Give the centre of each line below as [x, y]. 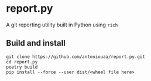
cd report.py [22, 62]
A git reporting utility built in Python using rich [62, 25]
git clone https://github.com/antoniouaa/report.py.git [75, 57]
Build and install [36, 43]
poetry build [22, 67]
